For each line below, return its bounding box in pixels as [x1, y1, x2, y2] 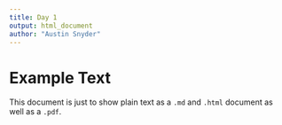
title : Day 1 [9, 12, 58, 22]
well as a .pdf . [9, 106, 62, 117]
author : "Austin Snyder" [9, 29, 101, 38]
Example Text [9, 67, 112, 88]
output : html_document [9, 21, 93, 30]
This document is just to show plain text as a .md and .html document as [9, 97, 273, 107]
